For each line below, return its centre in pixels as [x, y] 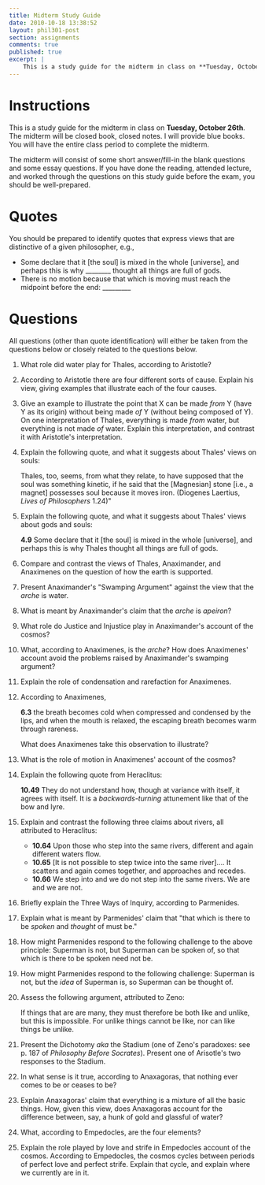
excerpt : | [27, 60]
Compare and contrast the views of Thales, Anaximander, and [120, 563]
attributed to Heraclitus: [59, 830]
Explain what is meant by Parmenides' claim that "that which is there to [135, 918]
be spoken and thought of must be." [79, 926]
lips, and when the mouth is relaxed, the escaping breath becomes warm [138, 720]
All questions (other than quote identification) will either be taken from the [129, 340]
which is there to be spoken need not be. [86, 958]
